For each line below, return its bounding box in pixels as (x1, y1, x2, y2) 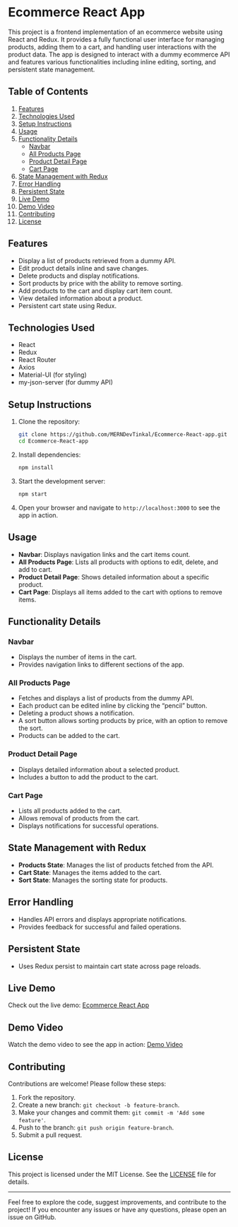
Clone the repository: (18, 418, 81, 426)
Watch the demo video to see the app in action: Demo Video (8, 1040, 183, 1049)
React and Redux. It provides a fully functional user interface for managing (8, 35, 225, 43)
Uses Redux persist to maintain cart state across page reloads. (18, 962, 201, 970)
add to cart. (18, 565, 52, 573)
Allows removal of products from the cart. (18, 814, 140, 823)
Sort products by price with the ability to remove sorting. (18, 278, 183, 287)
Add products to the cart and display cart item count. (18, 286, 173, 295)
